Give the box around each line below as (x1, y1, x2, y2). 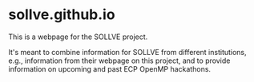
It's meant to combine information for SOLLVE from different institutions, (8, 47, 247, 57)
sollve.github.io (8, 6, 115, 24)
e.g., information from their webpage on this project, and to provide (8, 56, 231, 65)
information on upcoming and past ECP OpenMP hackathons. (8, 64, 211, 73)
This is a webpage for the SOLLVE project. (8, 32, 148, 41)
